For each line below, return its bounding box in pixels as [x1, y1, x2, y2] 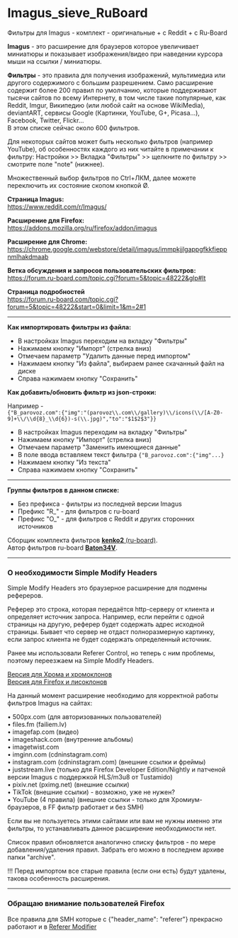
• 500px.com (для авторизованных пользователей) [7, 713, 162, 721]
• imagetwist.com [7, 742, 59, 752]
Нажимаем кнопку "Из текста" [17, 458, 111, 466]
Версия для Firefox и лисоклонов [7, 678, 108, 686]
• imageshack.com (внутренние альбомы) [7, 735, 133, 744]
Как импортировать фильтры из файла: [7, 322, 132, 331]
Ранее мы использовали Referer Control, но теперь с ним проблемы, [7, 649, 215, 657]
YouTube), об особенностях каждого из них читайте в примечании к [7, 145, 214, 153]
